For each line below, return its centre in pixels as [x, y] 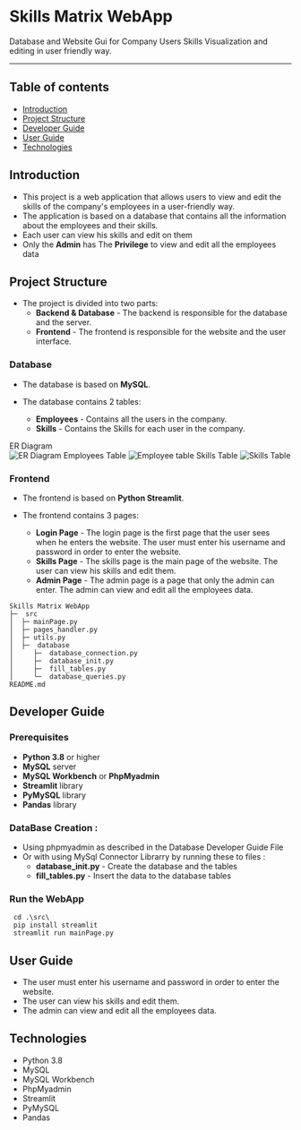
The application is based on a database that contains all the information [154, 216]
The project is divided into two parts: [90, 304]
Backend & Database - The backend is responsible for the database [162, 313]
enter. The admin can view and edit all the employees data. [144, 589]
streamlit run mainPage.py [64, 933]
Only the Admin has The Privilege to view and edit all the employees [149, 244]
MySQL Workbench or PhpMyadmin [90, 775]
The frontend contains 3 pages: [80, 515]
